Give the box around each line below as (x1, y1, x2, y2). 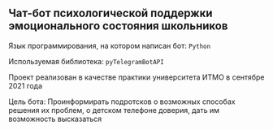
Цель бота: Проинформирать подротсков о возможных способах (8, 97, 236, 106)
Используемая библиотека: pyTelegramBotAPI (8, 56, 164, 66)
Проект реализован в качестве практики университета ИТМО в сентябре (8, 72, 265, 82)
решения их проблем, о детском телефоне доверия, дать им (8, 105, 219, 115)
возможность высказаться (8, 114, 102, 123)
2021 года (8, 80, 43, 90)
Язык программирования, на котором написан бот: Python (8, 41, 211, 50)
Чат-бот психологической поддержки (8, 6, 213, 20)
